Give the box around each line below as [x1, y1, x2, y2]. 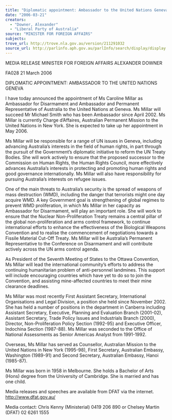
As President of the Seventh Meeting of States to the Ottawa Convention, [5, 256, 160, 262]
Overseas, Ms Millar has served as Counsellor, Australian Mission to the [5, 341, 157, 347]
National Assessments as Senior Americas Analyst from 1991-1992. [5, 331, 147, 337]
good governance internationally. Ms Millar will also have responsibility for [5, 170, 162, 177]
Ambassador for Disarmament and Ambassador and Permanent [5, 101, 139, 107]
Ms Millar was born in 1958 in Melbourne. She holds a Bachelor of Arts [5, 368, 154, 374]
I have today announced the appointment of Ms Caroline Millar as [5, 95, 143, 101]
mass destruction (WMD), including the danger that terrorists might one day [5, 191, 165, 198]
